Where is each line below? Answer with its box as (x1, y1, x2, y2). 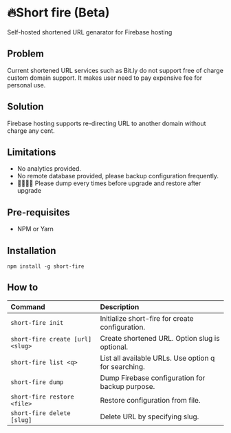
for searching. (100, 361, 146, 371)
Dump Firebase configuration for (100, 373, 206, 383)
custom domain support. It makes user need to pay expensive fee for (7, 74, 203, 82)
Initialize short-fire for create (100, 313, 194, 323)
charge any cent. (7, 126, 55, 135)
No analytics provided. (16, 165, 81, 173)
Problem (7, 48, 45, 60)
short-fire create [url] (10, 335, 92, 343)
